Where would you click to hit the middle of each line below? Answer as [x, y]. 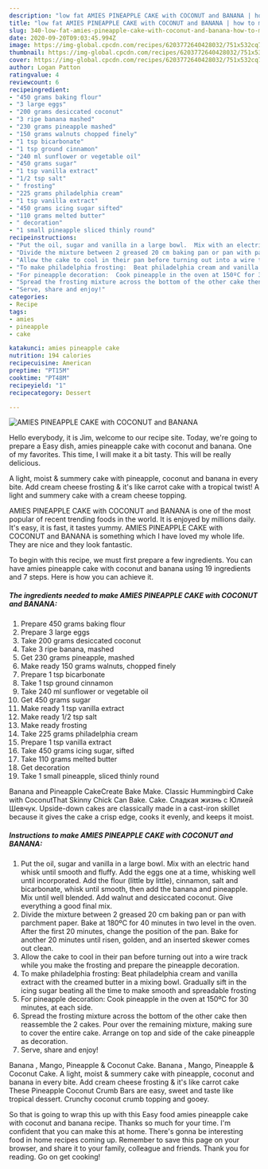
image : [20, 45]
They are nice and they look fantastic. [71, 545]
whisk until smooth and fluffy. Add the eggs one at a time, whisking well [138, 872]
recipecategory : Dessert [50, 393]
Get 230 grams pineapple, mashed [77, 658]
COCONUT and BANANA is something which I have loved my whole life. [127, 536]
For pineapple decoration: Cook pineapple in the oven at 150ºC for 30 [134, 999]
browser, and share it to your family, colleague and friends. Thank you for [129, 1148]
